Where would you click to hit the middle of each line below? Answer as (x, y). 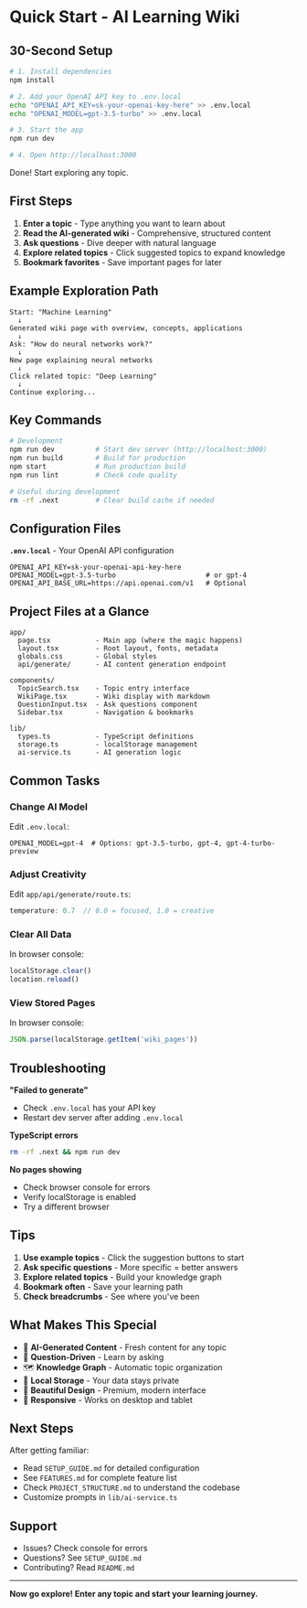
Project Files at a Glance (79, 611)
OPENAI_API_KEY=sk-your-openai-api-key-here (95, 568)
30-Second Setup (61, 51)
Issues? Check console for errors (85, 1549)
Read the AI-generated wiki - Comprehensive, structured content (147, 233)
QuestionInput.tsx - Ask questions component (108, 705)
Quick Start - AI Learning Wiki (125, 17)
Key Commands (56, 420)
